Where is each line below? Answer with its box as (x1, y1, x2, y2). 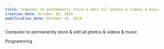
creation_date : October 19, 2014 (5, 12, 73, 16)
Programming (5, 38, 33, 44)
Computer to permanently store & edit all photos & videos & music (5, 29, 138, 35)
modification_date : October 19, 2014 (5, 16, 82, 21)
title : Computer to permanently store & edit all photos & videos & (5, 7, 147, 12)
